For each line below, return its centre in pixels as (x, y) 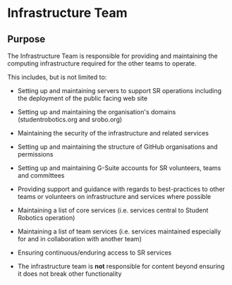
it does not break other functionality (69, 274)
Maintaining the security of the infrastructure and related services (113, 133)
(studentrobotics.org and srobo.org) (70, 119)
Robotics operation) (46, 218)
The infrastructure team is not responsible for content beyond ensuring (121, 266)
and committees (41, 175)
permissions (35, 154)
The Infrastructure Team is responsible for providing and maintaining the (112, 56)
